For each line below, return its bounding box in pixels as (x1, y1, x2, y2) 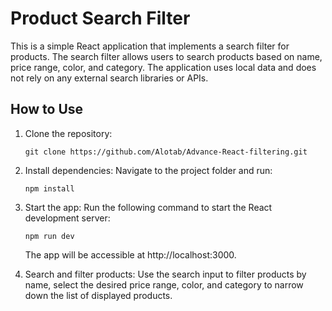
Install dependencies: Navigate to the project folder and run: (24, 164, 273, 176)
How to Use (10, 101, 84, 118)
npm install (24, 183, 75, 194)
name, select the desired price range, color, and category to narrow (24, 278, 304, 291)
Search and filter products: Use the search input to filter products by (24, 268, 307, 280)
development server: (24, 212, 111, 224)
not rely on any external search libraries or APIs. (10, 72, 209, 84)
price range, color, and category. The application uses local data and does (10, 61, 317, 73)
